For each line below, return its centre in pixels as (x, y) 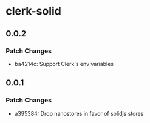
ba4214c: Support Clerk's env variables (64, 64)
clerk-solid (33, 11)
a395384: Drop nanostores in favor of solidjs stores (79, 113)
